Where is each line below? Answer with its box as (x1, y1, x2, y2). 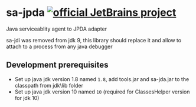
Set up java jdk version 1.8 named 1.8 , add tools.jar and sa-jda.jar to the (14, 75, 190, 82)
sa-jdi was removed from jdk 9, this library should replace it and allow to (6, 36, 182, 44)
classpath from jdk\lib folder (14, 82, 84, 89)
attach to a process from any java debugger (6, 43, 113, 50)
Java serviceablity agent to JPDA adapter (6, 25, 107, 32)
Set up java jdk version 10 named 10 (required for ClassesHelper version (14, 88, 190, 95)
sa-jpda (6, 6, 45, 19)
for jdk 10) (14, 94, 40, 101)
